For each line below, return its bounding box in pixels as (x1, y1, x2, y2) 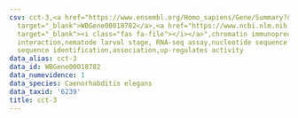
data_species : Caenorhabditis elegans (9, 79, 153, 88)
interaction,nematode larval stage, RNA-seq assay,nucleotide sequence (17, 37, 288, 47)
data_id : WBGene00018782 (9, 63, 101, 72)
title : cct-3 (9, 95, 58, 105)
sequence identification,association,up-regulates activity (17, 46, 244, 55)
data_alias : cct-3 (9, 54, 77, 63)
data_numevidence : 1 (9, 71, 86, 80)
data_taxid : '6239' (9, 87, 82, 96)
